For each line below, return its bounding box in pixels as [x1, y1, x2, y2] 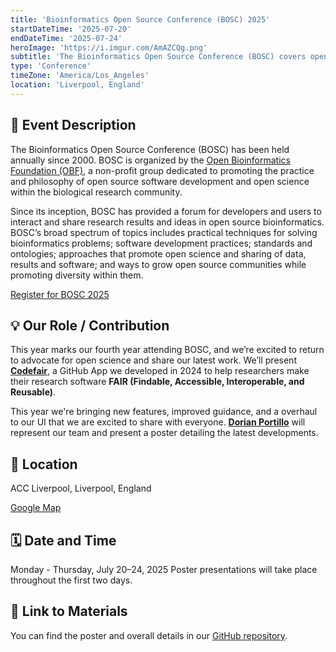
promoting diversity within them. [10, 269, 144, 281]
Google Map [10, 502, 62, 514]
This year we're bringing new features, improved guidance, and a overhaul [10, 406, 318, 418]
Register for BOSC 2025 [10, 288, 110, 300]
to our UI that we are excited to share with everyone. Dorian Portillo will [10, 416, 306, 428]
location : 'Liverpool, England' [10, 80, 145, 90]
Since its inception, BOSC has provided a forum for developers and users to [10, 205, 322, 217]
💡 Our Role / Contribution [10, 317, 170, 334]
